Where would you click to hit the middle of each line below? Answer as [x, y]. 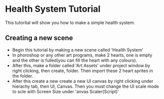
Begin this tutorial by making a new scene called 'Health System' [78, 49]
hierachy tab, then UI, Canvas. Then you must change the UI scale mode [86, 86]
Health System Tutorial [53, 9]
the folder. [23, 76]
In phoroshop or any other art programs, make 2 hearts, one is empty [82, 55]
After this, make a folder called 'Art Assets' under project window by [81, 65]
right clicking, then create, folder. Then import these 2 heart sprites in [82, 71]
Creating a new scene [39, 38]
